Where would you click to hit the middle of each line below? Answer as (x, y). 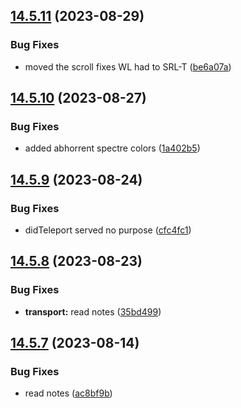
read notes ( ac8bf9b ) (68, 393)
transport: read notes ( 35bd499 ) (93, 311)
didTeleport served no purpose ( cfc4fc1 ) (108, 230)
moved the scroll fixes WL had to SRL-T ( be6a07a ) (128, 66)
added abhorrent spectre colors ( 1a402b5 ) (112, 148)
